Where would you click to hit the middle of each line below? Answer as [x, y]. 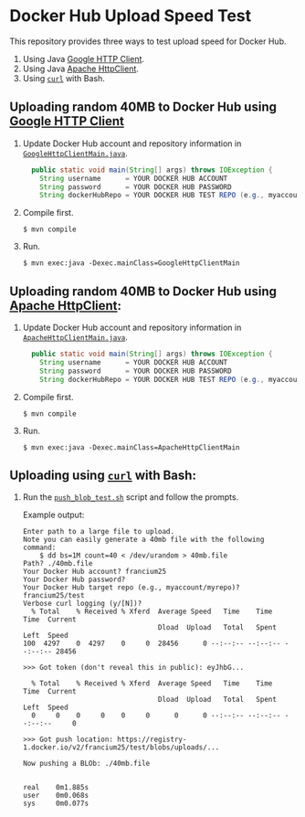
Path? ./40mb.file [58, 564]
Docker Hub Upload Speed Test [131, 16]
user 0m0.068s [56, 796]
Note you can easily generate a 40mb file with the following [143, 540]
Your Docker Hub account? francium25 [95, 572]
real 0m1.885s [56, 788]
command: [39, 548]
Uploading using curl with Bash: [103, 475]
